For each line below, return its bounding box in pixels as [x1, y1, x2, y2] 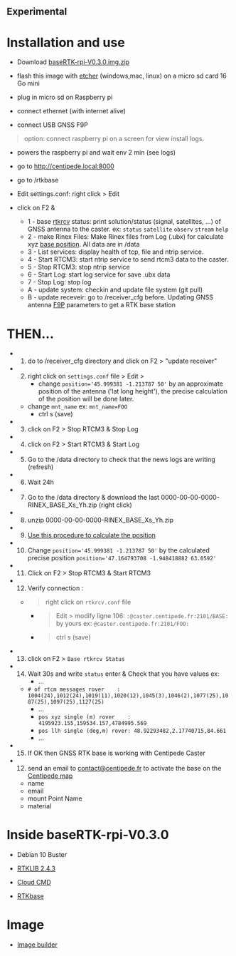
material [27, 802, 52, 811]
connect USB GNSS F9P [16, 120, 88, 129]
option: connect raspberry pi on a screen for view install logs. [23, 135, 204, 143]
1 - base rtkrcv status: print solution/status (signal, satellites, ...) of [27, 217, 222, 226]
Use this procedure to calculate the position [27, 531, 156, 540]
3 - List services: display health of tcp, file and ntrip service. [27, 247, 204, 256]
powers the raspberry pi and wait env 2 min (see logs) [16, 148, 176, 157]
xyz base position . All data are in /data [27, 240, 140, 249]
